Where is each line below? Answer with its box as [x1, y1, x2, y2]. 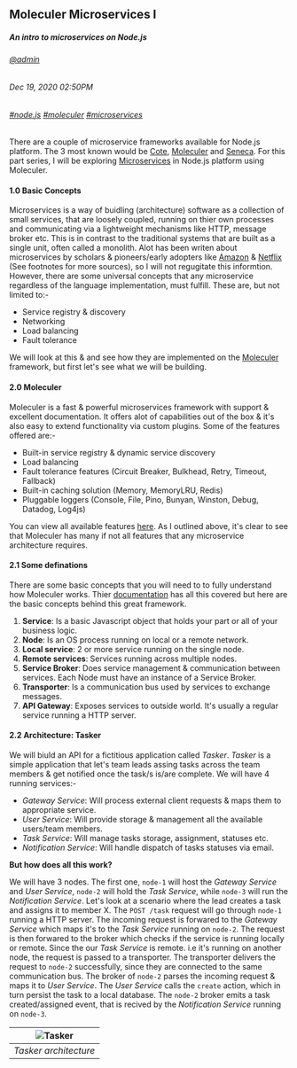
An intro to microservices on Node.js [9, 31, 148, 43]
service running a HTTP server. [21, 709, 137, 721]
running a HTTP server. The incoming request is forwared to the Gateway [9, 915, 277, 924]
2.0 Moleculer [9, 381, 62, 393]
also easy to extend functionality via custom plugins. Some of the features [9, 420, 281, 431]
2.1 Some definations [9, 560, 89, 571]
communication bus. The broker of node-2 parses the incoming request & [9, 971, 276, 981]
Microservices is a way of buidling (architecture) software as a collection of [9, 205, 285, 215]
